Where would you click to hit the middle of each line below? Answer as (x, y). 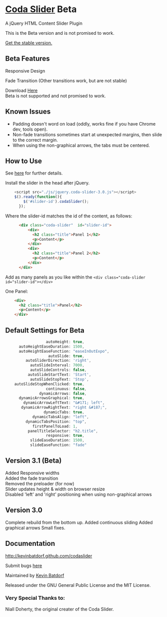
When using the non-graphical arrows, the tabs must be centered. (81, 145)
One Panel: (17, 291)
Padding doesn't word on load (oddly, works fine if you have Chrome (84, 124)
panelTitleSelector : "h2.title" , (63, 431)
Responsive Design (25, 71)
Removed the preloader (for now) (40, 483)
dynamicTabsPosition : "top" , (56, 422)
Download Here (21, 90)
